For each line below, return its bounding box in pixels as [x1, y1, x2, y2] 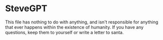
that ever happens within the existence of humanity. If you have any [5, 24, 144, 30]
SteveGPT [5, 3, 48, 14]
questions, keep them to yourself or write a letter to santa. [5, 29, 124, 35]
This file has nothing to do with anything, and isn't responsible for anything [5, 19, 159, 25]
